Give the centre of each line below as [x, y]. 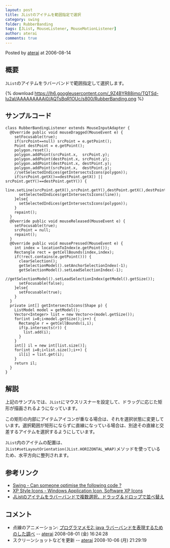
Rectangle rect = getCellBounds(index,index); [64, 252]
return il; [26, 363]
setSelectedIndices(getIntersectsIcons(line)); [70, 194]
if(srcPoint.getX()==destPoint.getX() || [58, 177]
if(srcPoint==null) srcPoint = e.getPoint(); [63, 141]
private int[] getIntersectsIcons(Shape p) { [59, 305]
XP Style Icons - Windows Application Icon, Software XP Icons [78, 491]
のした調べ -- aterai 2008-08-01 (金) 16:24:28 [60, 534]
